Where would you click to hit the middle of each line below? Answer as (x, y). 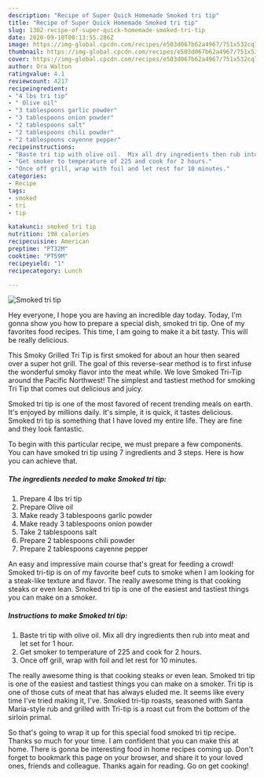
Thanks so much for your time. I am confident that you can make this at (123, 741)
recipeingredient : (38, 88)
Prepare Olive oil (46, 507)
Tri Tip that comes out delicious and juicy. (76, 389)
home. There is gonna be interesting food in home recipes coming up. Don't (131, 749)
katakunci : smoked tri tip (52, 227)
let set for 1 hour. (47, 644)
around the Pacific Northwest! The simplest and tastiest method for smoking (132, 380)
